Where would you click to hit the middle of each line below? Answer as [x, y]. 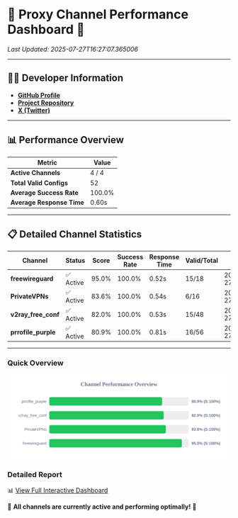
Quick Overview [35, 363]
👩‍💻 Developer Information [66, 78]
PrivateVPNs [29, 296]
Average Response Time [47, 203]
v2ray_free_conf [35, 314]
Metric [47, 163]
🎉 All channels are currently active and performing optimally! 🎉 [102, 507]
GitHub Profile [39, 95]
